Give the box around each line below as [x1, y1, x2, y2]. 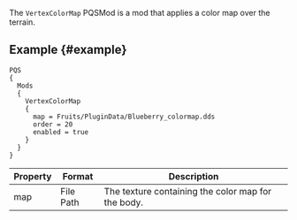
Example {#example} [9, 42, 127, 57]
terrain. [9, 17, 35, 27]
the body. [103, 196, 144, 209]
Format [62, 170, 94, 182]
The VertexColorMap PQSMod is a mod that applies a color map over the [9, 8, 270, 18]
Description [168, 170, 219, 182]
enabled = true [32, 127, 89, 136]
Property [13, 170, 52, 182]
